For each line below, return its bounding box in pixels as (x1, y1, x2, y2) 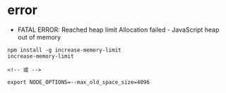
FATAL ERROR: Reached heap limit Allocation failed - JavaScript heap (17, 25, 220, 34)
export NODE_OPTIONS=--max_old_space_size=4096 (7, 78, 150, 86)
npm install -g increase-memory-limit (7, 46, 121, 54)
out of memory (17, 32, 61, 41)
